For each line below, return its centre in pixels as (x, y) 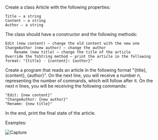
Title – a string (23, 16)
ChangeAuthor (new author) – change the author (56, 48)
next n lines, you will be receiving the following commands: (66, 86)
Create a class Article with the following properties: (58, 7)
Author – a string (24, 25)
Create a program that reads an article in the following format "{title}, (76, 70)
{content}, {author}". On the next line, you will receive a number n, (73, 75)
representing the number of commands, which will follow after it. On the (79, 81)
